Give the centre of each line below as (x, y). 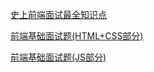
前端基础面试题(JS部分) (58, 57)
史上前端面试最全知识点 (58, 14)
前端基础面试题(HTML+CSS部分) (77, 36)
